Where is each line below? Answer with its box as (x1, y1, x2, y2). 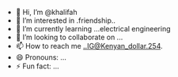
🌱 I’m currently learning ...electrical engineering (15, 24, 171, 33)
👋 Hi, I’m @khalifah (15, 8, 78, 16)
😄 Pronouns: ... (15, 53, 67, 62)
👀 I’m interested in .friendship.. (15, 16, 116, 25)
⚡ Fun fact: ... (15, 61, 59, 71)
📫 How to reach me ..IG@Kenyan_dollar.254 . (15, 42, 164, 50)
